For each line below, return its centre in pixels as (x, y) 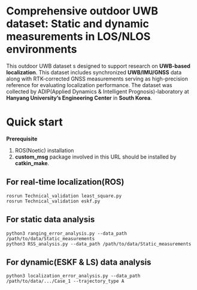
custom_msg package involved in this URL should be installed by (96, 157)
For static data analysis (51, 219)
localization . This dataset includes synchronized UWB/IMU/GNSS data (94, 72)
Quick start (34, 122)
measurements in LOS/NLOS (78, 37)
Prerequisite (22, 139)
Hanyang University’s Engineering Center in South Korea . (79, 98)
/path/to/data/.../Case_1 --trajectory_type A (65, 281)
